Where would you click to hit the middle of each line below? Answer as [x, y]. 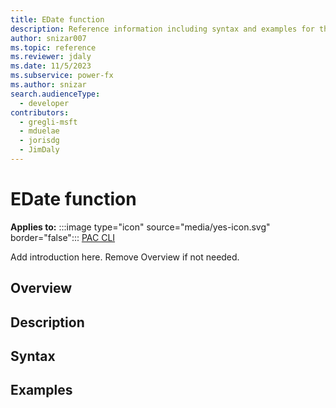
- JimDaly [39, 150]
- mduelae [39, 131]
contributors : [40, 112]
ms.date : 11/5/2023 [51, 66]
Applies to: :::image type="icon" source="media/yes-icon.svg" [140, 227]
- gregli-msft [48, 122]
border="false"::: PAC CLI [63, 237]
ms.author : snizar [48, 85]
